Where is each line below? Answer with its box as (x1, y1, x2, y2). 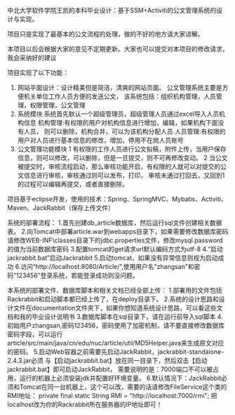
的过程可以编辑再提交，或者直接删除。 (17, 180, 128, 188)
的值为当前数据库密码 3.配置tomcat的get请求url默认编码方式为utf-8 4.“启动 (7, 245, 223, 253)
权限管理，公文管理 (29, 101, 86, 109)
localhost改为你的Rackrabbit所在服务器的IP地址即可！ (7, 400, 163, 409)
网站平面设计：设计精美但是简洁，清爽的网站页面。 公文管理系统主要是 (17, 84, 222, 91)
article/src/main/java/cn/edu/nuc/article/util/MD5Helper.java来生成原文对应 (7, 339, 224, 347)
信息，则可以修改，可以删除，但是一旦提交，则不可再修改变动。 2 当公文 (17, 154, 228, 162)
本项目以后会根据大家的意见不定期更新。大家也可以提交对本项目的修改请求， (7, 45, 229, 53)
